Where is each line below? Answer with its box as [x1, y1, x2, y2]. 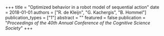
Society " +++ [5, 25, 33, 31]
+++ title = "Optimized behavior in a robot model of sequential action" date [5, 4, 159, 10]
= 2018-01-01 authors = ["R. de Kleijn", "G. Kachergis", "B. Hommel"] [5, 9, 146, 15]
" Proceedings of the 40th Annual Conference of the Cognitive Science [5, 20, 150, 26]
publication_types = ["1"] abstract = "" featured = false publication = [5, 15, 146, 20]
